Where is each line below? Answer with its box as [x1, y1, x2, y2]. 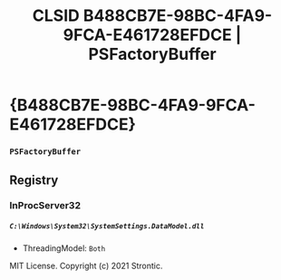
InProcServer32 [9, 199, 82, 212]
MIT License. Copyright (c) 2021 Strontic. [9, 260, 163, 272]
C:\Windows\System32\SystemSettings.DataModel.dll [9, 222, 205, 231]
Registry [9, 172, 59, 188]
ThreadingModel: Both [22, 243, 106, 254]
